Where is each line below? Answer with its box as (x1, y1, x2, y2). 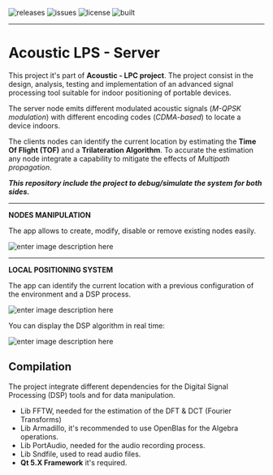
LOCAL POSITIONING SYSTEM (8, 265, 114, 274)
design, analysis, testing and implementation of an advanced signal (8, 79, 234, 89)
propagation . (8, 162, 53, 172)
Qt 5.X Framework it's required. (19, 457, 128, 467)
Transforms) (19, 414, 63, 424)
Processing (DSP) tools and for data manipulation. (8, 390, 176, 399)
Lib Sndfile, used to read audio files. (19, 449, 141, 459)
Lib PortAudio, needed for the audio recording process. (19, 440, 206, 450)
